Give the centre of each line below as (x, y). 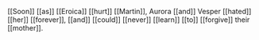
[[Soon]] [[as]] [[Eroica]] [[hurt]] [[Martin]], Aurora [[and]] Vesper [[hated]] (129, 11)
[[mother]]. (25, 28)
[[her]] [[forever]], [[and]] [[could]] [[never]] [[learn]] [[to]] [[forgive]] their (129, 20)
